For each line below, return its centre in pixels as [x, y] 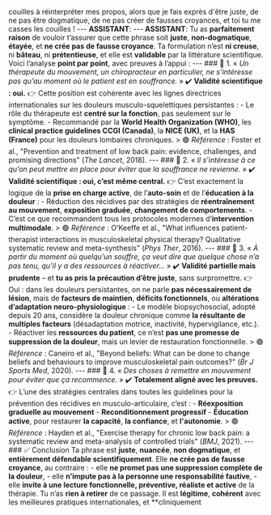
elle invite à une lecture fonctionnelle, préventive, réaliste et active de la [131, 485]
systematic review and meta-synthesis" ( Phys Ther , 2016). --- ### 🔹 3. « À [133, 248]
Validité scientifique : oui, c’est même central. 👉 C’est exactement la [126, 181]
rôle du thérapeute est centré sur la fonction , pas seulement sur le [120, 113]
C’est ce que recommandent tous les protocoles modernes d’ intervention [131, 219]
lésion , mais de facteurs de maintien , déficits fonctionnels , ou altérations [134, 298]
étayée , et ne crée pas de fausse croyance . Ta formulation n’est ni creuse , [134, 46]
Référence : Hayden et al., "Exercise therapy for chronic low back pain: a [129, 433]
